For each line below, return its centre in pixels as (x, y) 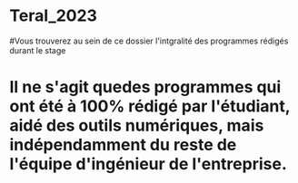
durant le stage (38, 50)
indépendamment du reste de (123, 145)
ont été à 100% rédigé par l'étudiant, (150, 106)
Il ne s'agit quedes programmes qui (145, 87)
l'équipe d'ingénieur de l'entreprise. (149, 164)
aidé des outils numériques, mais (137, 125)
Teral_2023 (54, 16)
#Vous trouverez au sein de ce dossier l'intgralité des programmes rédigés (149, 41)
